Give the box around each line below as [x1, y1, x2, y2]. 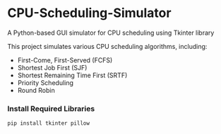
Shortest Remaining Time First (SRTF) [17, 71, 128, 79]
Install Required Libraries [7, 104, 95, 113]
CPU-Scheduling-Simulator [7, 5, 172, 21]
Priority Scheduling [17, 78, 74, 86]
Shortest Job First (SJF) [17, 63, 88, 72]
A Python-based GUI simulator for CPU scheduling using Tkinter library [7, 28, 215, 37]
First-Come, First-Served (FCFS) [17, 55, 113, 65]
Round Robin [17, 86, 55, 94]
